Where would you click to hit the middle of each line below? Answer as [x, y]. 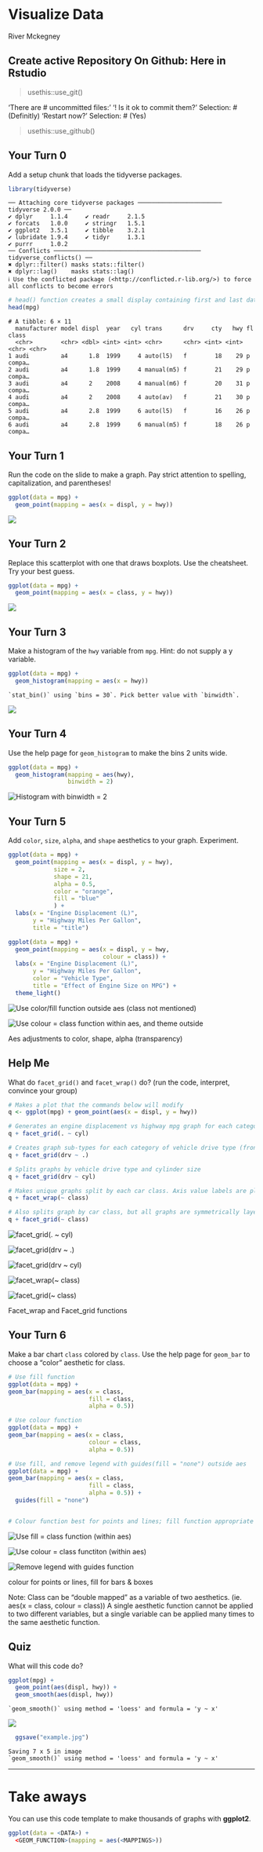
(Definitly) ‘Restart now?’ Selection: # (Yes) [77, 115]
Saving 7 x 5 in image [45, 1752]
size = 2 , [70, 869]
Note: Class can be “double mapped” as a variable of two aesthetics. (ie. [125, 1597]
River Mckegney [34, 36]
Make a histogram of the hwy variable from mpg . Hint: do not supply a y [121, 651]
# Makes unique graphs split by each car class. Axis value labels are [127, 1191]
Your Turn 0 [37, 156]
